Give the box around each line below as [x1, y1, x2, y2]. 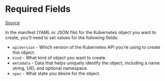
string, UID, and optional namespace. [12, 65, 88, 71]
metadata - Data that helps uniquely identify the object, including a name [12, 60, 160, 66]
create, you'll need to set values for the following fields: [5, 35, 118, 40]
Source [5, 20, 20, 26]
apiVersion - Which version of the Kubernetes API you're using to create [12, 44, 161, 50]
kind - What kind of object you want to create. [12, 54, 107, 60]
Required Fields [5, 3, 71, 15]
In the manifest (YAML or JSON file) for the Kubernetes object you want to [5, 29, 157, 35]
